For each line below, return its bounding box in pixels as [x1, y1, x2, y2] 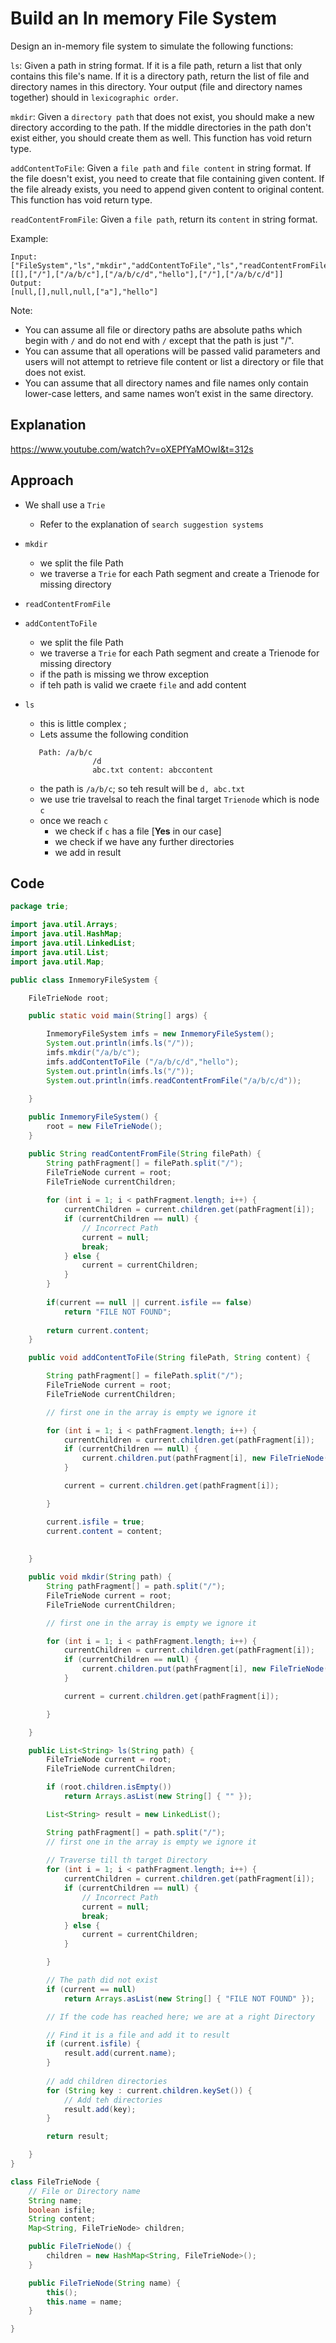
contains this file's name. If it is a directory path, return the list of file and [10, 70, 310, 82]
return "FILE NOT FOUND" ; [63, 1307, 172, 1317]
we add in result [54, 846, 122, 858]
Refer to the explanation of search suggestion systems [39, 518, 264, 530]
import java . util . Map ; [10, 957, 105, 967]
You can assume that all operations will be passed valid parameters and [24, 345, 321, 357]
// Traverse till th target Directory [46, 1855, 208, 1866]
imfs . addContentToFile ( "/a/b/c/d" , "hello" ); [46, 1057, 240, 1067]
